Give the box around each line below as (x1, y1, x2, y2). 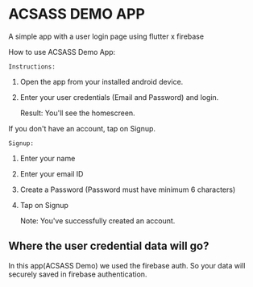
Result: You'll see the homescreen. (19, 108, 135, 118)
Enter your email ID (19, 168, 84, 178)
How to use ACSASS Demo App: (8, 47, 116, 56)
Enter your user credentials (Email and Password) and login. (19, 92, 219, 102)
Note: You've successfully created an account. (19, 215, 176, 226)
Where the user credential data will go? (8, 239, 209, 253)
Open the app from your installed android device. (19, 77, 184, 86)
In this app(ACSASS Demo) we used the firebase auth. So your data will (8, 260, 246, 270)
